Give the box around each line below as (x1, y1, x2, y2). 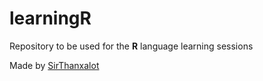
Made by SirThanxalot (9, 59, 100, 71)
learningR (9, 7, 92, 30)
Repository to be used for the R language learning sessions (9, 40, 254, 52)
